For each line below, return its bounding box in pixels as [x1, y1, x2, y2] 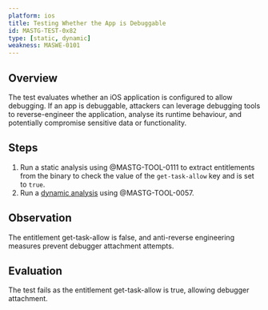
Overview [8, 71, 58, 85]
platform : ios [8, 11, 56, 20]
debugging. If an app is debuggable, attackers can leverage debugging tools [8, 101, 261, 111]
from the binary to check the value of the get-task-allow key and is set [19, 171, 254, 180]
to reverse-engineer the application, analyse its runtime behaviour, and [8, 109, 242, 119]
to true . [19, 179, 46, 189]
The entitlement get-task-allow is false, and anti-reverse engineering [8, 232, 234, 242]
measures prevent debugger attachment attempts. [8, 241, 174, 251]
